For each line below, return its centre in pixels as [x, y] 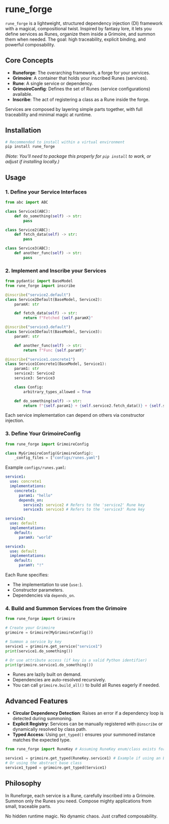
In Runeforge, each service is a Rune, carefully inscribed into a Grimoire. [80, 795]
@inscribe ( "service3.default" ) [38, 327]
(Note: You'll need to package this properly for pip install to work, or [78, 156]
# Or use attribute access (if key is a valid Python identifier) [76, 660]
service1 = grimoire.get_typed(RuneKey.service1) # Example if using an [83, 758]
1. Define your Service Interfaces [46, 192]
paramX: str [27, 304]
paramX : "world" [35, 537]
